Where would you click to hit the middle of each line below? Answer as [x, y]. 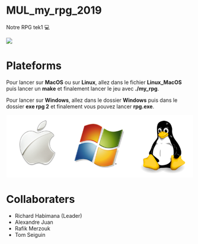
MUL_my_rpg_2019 [54, 10]
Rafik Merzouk [32, 228]
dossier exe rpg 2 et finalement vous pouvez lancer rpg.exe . [80, 106]
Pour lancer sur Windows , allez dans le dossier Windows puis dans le [92, 100]
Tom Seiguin [30, 234]
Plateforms [34, 66]
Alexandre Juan [34, 222]
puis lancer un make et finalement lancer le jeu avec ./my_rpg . [83, 88]
